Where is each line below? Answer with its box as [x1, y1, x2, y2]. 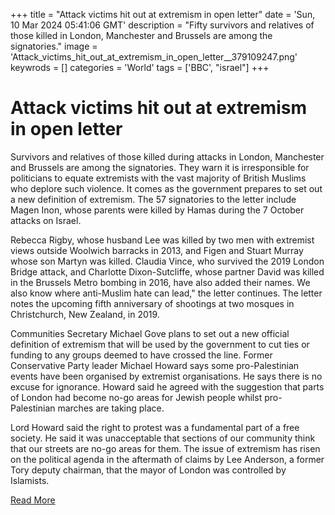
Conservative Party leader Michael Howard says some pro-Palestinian [10, 359, 300, 371]
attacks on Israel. [10, 214, 82, 226]
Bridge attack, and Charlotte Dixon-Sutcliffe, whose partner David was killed [10, 265, 325, 278]
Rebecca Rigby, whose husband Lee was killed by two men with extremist [10, 234, 315, 246]
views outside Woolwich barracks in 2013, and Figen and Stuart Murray [10, 244, 304, 256]
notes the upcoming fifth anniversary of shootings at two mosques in [10, 297, 295, 309]
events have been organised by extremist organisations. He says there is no [10, 370, 323, 382]
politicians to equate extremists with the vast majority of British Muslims [10, 172, 307, 184]
